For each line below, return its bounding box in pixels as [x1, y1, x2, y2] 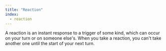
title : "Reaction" [5, 7, 43, 12]
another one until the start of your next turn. [5, 41, 95, 47]
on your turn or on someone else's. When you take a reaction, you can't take [5, 35, 162, 41]
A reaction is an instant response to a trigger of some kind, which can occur [5, 30, 160, 36]
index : [5, 12, 19, 17]
